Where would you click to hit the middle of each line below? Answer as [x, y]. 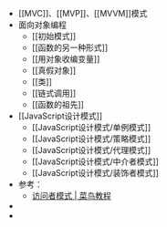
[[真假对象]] [54, 70]
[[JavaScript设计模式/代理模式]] [91, 150]
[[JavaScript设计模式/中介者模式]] [95, 161]
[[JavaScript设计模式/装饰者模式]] [95, 173]
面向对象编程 [42, 25]
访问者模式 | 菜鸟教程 [72, 196]
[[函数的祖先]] [58, 104]
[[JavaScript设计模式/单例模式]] [91, 127]
